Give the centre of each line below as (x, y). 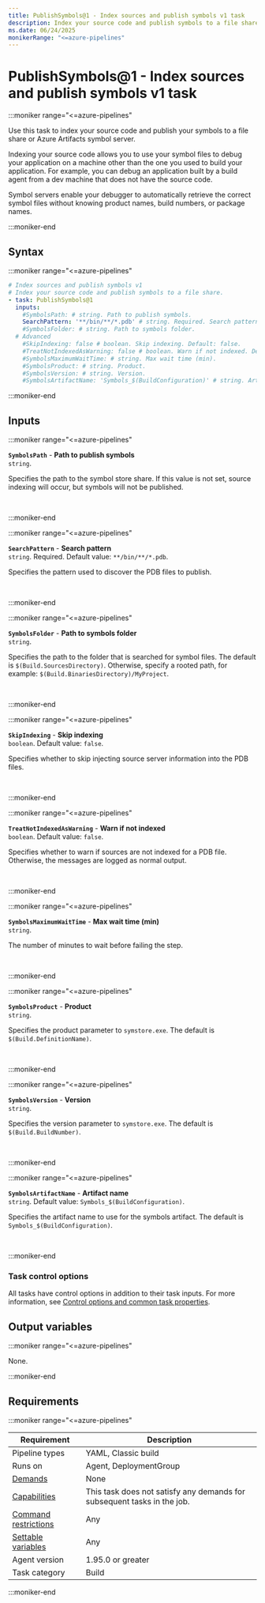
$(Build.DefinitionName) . (50, 1039)
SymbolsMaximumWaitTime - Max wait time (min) (84, 922)
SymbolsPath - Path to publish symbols (72, 455)
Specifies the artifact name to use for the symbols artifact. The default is (126, 1217)
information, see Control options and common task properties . (109, 1302)
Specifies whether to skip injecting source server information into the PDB (128, 758)
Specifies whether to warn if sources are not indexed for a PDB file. (118, 852)
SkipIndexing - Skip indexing (56, 735)
